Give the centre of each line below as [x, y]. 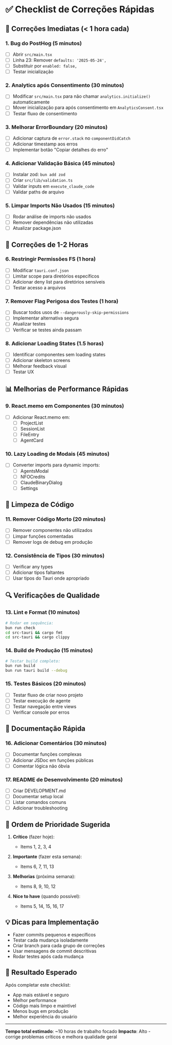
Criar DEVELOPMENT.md [39, 791]
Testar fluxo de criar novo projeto [48, 695]
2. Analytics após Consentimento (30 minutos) [65, 86]
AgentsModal [34, 471]
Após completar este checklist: [38, 985]
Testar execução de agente [41, 700]
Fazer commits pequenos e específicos [54, 934]
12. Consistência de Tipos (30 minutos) [55, 556]
